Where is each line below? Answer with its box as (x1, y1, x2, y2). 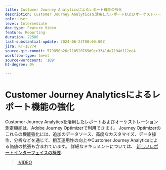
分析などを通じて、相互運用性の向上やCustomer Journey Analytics (13, 137, 150, 143)
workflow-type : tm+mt (5, 53, 50, 58)
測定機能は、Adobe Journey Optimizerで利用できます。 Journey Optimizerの (5, 125, 161, 131)
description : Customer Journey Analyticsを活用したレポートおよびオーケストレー (5, 12, 162, 17)
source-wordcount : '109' (5, 58, 56, 63)
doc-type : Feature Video (5, 26, 56, 31)
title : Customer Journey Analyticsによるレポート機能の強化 (5, 7, 123, 12)
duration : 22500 (5, 35, 39, 40)
